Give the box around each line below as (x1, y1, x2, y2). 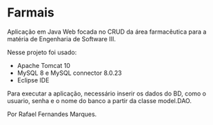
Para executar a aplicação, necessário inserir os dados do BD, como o (7, 89, 207, 98)
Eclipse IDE (17, 76, 50, 84)
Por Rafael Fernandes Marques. (7, 110, 97, 118)
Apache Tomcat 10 (17, 61, 71, 69)
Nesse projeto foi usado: (7, 48, 77, 56)
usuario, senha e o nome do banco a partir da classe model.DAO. (7, 96, 192, 104)
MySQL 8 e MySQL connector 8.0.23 (17, 69, 122, 77)
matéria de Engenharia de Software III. (7, 34, 116, 43)
